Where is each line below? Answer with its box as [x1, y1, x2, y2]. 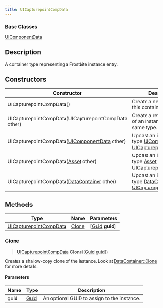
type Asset [131, 158, 157, 165]
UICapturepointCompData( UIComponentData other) [7, 138, 126, 145]
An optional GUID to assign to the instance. [43, 295, 141, 302]
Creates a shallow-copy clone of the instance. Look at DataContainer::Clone [5, 258, 157, 264]
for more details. [5, 263, 38, 269]
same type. [131, 124, 158, 131]
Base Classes [5, 23, 38, 30]
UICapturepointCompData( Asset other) [7, 158, 97, 165]
